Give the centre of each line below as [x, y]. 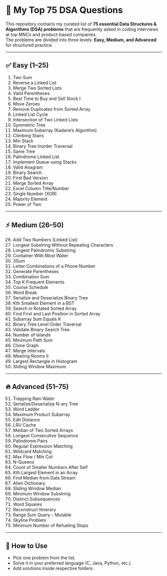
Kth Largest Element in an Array [45, 473]
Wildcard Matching [32, 452]
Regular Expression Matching [43, 446]
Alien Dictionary [29, 483]
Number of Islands [32, 335]
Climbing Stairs [28, 135]
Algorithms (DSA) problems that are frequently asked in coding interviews [82, 29]
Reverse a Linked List [34, 83]
